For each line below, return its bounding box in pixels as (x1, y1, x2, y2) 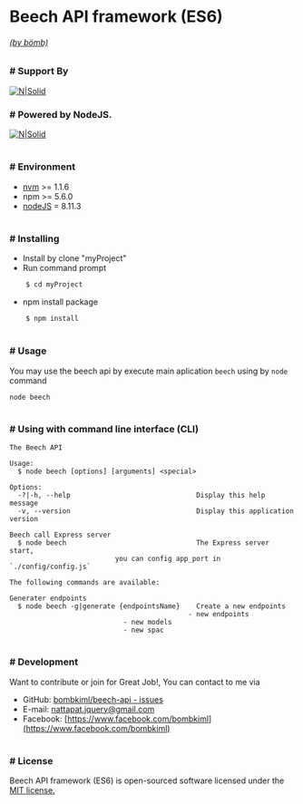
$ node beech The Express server (17, 538, 270, 547)
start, (9, 547, 34, 556)
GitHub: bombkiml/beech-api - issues (22, 693, 163, 704)
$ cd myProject (25, 280, 83, 289)
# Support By (9, 65, 69, 78)
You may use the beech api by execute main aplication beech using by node (9, 365, 288, 376)
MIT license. (9, 785, 56, 796)
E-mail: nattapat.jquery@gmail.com (22, 703, 155, 714)
